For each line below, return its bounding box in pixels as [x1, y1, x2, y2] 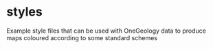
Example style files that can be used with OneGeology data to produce [6, 27, 207, 35]
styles [6, 4, 43, 20]
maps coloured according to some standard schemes [6, 33, 157, 42]
